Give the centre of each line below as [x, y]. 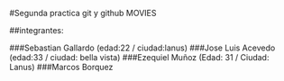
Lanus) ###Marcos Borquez [61, 67]
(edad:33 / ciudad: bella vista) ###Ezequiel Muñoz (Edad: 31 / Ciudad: [139, 57]
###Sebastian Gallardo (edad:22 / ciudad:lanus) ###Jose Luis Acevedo [142, 48]
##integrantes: [37, 30]
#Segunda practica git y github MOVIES [83, 13]
